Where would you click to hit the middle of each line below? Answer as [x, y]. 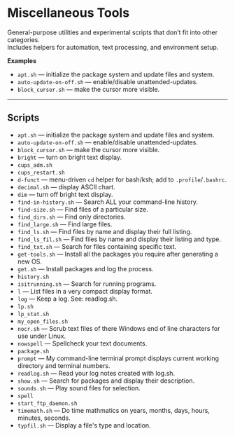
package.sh [33, 351]
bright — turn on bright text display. [70, 157]
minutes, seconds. [44, 418]
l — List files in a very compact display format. [85, 291]
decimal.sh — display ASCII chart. [66, 186]
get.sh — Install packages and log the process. [85, 268]
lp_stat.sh [33, 314]
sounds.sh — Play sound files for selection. [79, 388]
